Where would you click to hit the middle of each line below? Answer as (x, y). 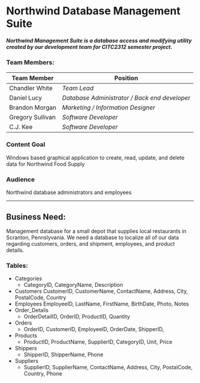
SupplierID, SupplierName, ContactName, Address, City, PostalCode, (108, 367)
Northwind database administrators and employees (69, 193)
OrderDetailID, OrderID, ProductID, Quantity (77, 317)
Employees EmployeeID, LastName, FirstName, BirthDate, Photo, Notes (102, 304)
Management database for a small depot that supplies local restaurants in (96, 231)
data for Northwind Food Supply (46, 164)
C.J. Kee (21, 126)
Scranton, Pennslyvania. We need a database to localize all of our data (93, 237)
